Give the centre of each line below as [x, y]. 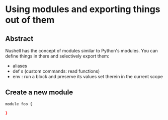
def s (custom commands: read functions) [56, 71]
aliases [20, 66]
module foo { [19, 104]
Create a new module [39, 93]
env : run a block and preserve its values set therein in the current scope [88, 76]
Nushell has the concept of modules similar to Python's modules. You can [82, 51]
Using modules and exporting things [83, 9]
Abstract [19, 39]
